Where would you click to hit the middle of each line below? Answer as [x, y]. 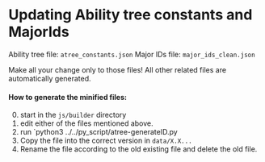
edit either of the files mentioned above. [86, 123]
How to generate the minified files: [68, 97]
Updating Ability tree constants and [130, 15]
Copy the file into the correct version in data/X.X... [106, 141]
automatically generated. [50, 78]
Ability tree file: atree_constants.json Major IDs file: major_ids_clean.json [132, 54]
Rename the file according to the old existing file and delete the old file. [139, 149]
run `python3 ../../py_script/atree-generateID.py [99, 132]
